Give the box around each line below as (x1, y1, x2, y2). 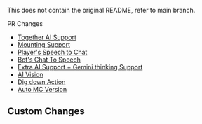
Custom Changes (7, 105, 86, 118)
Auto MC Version (17, 85, 67, 93)
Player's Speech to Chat (17, 48, 88, 56)
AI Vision (17, 70, 43, 78)
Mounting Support (17, 41, 71, 48)
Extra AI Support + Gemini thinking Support (17, 63, 143, 71)
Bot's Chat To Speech (17, 55, 81, 64)
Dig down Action (17, 78, 66, 86)
